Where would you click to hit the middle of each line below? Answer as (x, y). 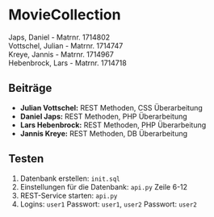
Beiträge (30, 88)
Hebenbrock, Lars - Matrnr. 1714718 (67, 63)
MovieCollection (65, 15)
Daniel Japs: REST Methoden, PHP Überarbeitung (103, 116)
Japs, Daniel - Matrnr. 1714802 (59, 37)
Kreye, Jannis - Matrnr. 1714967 (61, 54)
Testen (26, 159)
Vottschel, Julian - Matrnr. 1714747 (66, 45)
